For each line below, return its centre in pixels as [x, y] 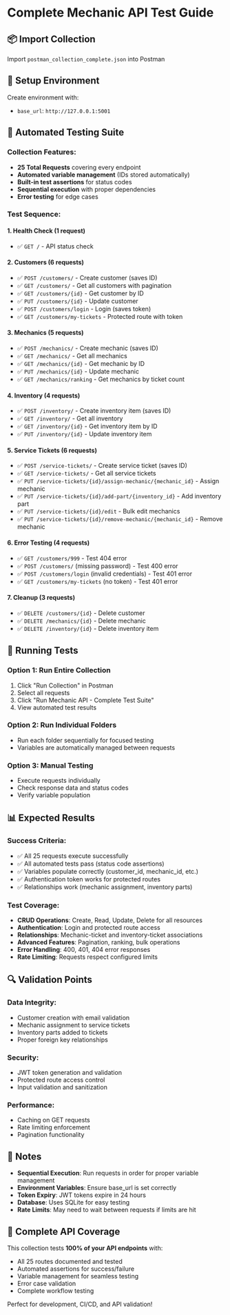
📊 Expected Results [51, 818]
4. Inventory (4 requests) [44, 396]
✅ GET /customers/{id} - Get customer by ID [81, 293]
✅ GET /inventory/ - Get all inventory [70, 418]
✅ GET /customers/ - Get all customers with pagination [94, 285]
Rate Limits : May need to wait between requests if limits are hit [106, 1210]
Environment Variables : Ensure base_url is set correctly [97, 1188]
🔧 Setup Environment [53, 81]
